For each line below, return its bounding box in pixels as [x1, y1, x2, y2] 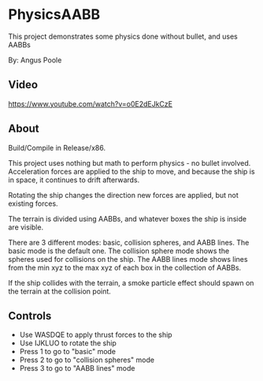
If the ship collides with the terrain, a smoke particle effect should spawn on [8, 278, 254, 287]
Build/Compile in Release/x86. [8, 143, 106, 152]
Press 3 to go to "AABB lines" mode [19, 364, 135, 373]
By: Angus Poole [8, 55, 62, 65]
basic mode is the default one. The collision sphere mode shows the [8, 246, 230, 256]
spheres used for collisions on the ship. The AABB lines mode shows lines [8, 254, 248, 263]
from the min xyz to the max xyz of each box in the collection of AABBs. [8, 263, 242, 272]
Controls [8, 309, 52, 323]
